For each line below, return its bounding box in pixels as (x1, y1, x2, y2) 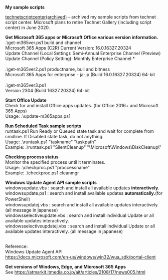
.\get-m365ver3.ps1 (5, 82, 46, 88)
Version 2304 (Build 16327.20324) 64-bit (5, 88, 90, 93)
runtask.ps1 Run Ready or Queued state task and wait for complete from (5, 128, 154, 134)
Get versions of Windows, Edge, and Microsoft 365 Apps (5, 264, 126, 269)
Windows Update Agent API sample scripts (5, 180, 97, 185)
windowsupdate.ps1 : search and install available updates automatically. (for (5, 190, 163, 196)
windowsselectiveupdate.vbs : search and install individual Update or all (5, 212, 154, 218)
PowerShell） (5, 196, 33, 202)
